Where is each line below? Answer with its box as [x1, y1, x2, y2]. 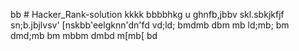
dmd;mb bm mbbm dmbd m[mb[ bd [10, 30, 158, 41]
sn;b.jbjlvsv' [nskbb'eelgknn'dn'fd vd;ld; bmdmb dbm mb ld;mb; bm [10, 19, 290, 31]
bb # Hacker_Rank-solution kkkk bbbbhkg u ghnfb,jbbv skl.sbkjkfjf [10, 9, 285, 20]
